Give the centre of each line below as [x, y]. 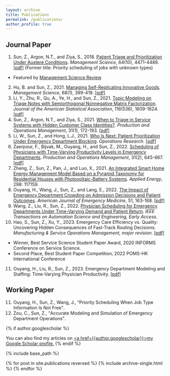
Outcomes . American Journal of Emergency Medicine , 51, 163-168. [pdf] [89, 200]
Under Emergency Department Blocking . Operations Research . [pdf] [84, 141]
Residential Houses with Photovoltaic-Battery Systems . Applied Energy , [88, 179]
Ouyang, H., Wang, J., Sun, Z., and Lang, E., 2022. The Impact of [81, 190]
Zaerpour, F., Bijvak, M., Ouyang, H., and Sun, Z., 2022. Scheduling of [86, 147]
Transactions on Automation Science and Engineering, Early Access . [85, 217]
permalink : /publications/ [34, 19]
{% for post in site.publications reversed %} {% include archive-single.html [84, 363]
